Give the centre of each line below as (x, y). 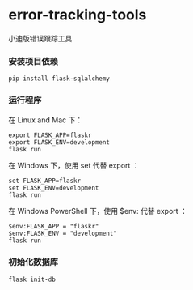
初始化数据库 (34, 262)
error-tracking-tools (78, 15)
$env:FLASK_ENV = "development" (63, 233)
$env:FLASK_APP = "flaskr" (54, 226)
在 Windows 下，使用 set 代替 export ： (74, 165)
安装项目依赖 (34, 61)
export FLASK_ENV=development (59, 142)
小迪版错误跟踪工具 (40, 38)
